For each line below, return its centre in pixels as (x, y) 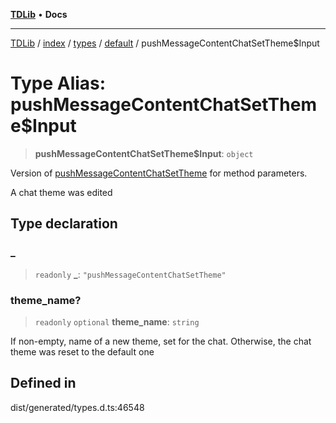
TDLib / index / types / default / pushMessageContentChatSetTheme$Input (165, 43)
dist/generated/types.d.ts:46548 (77, 407)
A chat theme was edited (61, 192)
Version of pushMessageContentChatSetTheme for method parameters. (159, 173)
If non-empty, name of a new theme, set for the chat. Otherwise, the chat (161, 341)
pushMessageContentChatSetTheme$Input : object (144, 153)
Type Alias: (58, 83)
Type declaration (64, 224)
